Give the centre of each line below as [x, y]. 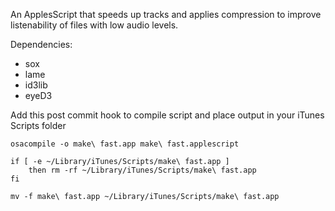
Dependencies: [41, 44]
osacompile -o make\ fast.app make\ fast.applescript [125, 144]
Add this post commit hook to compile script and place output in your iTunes [167, 115]
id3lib [36, 85]
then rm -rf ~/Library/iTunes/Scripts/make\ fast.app [142, 170]
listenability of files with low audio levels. [94, 25]
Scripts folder [38, 125]
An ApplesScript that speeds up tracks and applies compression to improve [166, 14]
